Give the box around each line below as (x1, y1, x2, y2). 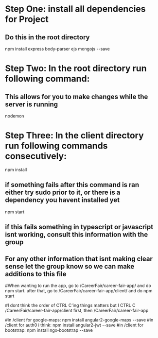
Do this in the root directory (5, 33, 90, 41)
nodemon (5, 113, 24, 118)
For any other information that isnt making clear (5, 254, 153, 263)
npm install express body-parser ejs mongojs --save (5, 46, 110, 51)
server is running (5, 100, 58, 108)
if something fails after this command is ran (5, 181, 140, 189)
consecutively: (5, 151, 67, 162)
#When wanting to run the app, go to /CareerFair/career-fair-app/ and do (5, 283, 152, 288)
